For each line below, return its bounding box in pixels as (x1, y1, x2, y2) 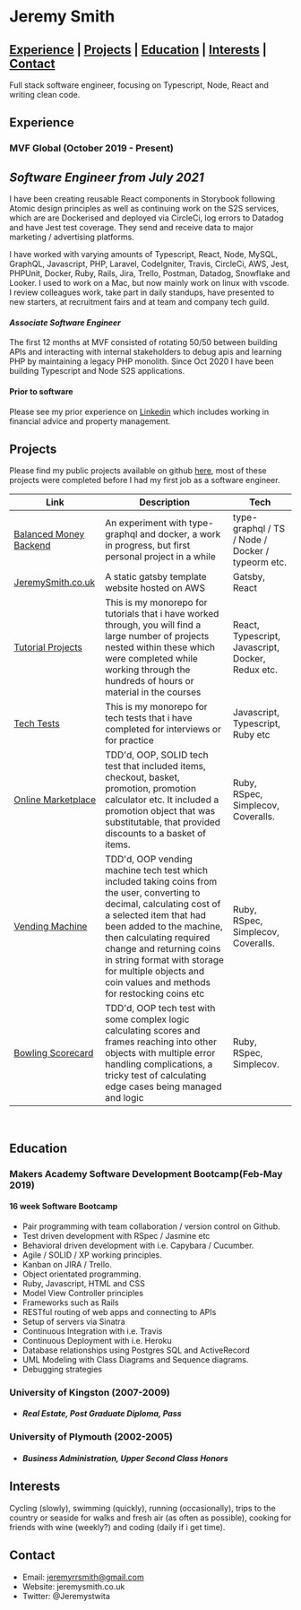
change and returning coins (104, 943, 221, 956)
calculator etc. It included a (104, 793, 219, 806)
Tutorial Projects (13, 641, 82, 654)
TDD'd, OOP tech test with (104, 1002, 216, 1015)
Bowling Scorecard (13, 1047, 94, 1060)
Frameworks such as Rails (21, 1297, 119, 1308)
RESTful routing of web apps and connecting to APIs (21, 1306, 217, 1317)
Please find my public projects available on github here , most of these (9, 465, 267, 476)
